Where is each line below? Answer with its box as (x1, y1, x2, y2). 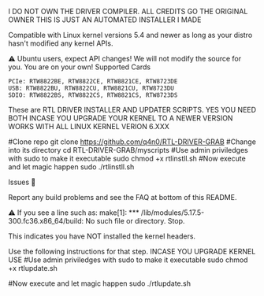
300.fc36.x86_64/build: (8, 216, 84, 225)
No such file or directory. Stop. (85, 216, 185, 225)
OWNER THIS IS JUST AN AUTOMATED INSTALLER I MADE (8, 15, 202, 24)
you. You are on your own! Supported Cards (8, 62, 151, 72)
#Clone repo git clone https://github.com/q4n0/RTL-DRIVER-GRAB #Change (8, 137, 256, 146)
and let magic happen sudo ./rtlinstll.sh (8, 162, 135, 172)
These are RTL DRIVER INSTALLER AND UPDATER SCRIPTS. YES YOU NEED (8, 105, 257, 114)
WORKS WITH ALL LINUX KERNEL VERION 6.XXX (8, 122, 169, 131)
